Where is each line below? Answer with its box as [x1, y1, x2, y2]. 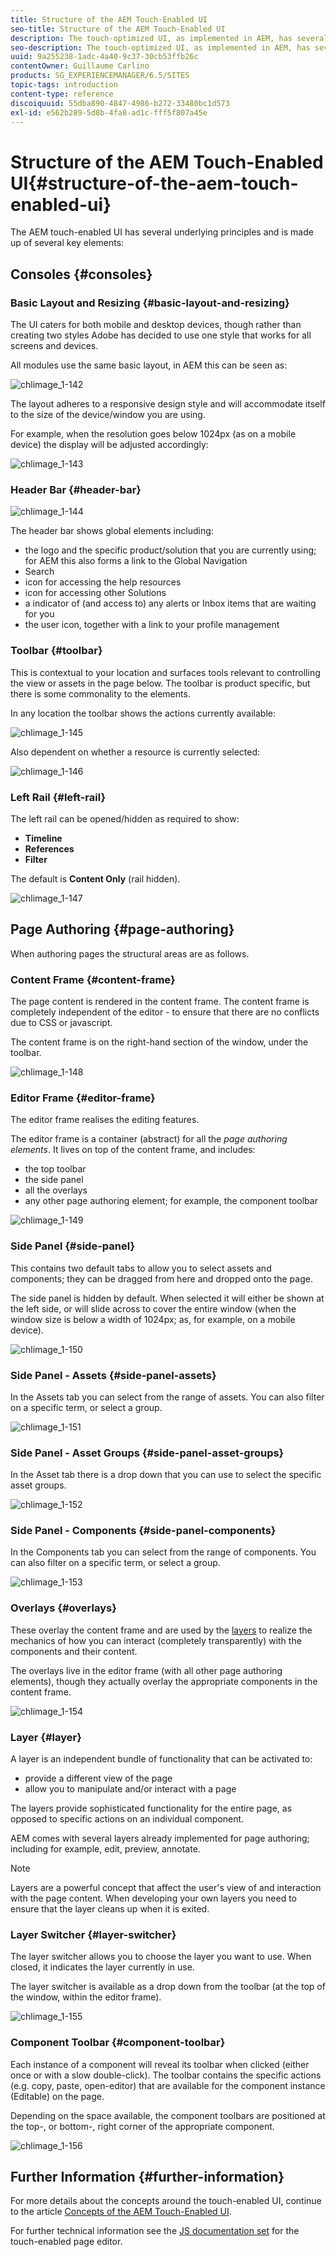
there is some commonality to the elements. [10, 687, 191, 700]
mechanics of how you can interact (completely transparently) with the [10, 1634, 302, 1646]
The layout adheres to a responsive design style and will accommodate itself [10, 398, 326, 410]
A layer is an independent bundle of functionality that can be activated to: [10, 1753, 313, 1765]
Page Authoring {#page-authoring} [10, 921, 235, 938]
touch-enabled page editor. [10, 2236, 123, 2248]
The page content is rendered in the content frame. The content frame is [10, 996, 310, 1007]
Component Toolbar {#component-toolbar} [10, 2036, 226, 2050]
